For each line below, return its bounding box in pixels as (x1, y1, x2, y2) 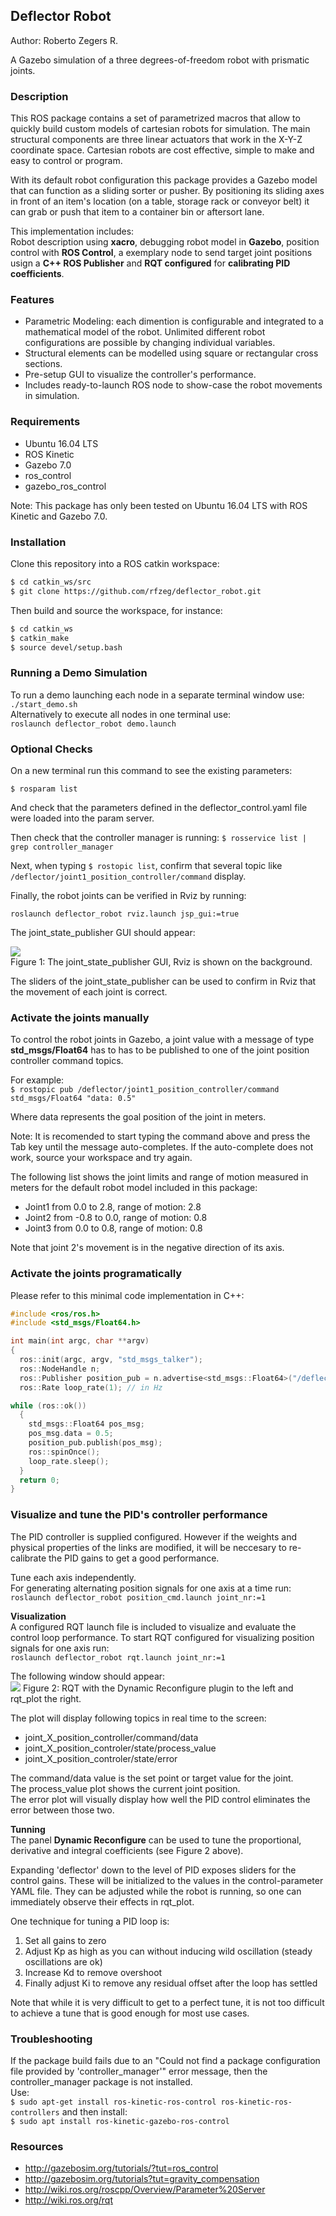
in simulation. (24, 390, 80, 402)
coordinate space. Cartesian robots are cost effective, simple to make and (10, 144, 315, 156)
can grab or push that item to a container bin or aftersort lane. (10, 206, 265, 218)
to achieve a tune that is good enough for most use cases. (10, 2007, 250, 2019)
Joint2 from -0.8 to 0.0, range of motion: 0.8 (24, 1212, 208, 1224)
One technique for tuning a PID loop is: (10, 1915, 170, 1927)
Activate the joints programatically (10, 1267, 183, 1281)
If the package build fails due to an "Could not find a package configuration (10, 2054, 321, 2066)
